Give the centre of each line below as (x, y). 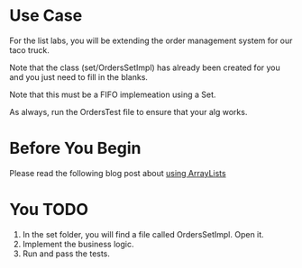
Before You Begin (75, 148)
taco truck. (29, 49)
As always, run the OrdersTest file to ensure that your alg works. (128, 112)
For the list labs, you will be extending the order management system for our (151, 40)
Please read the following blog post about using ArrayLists (118, 173)
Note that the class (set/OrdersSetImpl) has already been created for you (145, 67)
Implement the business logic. (78, 244)
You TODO (49, 210)
